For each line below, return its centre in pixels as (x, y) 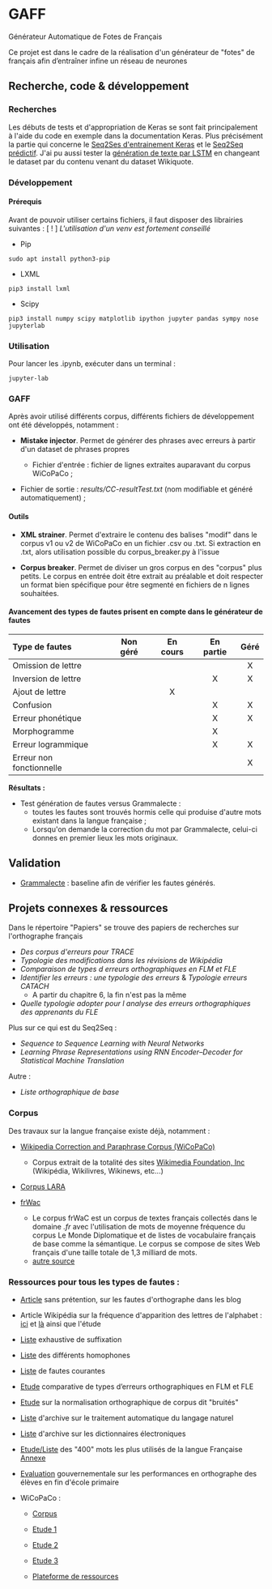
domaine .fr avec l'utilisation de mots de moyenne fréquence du (138, 1226)
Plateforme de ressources (75, 1576)
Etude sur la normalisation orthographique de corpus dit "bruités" (129, 1402)
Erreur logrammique (51, 744)
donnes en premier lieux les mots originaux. (105, 837)
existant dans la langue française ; (89, 820)
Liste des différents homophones (75, 1355)
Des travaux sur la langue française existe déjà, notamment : (109, 1131)
